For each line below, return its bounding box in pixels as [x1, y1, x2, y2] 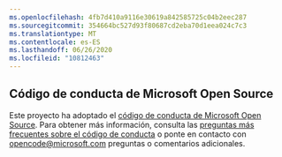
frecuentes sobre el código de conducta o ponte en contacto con [9, 129, 248, 139]
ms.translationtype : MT [9, 29, 97, 38]
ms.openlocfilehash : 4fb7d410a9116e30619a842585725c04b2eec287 [9, 12, 248, 22]
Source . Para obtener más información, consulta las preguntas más [9, 119, 255, 130]
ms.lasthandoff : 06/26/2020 [9, 46, 113, 55]
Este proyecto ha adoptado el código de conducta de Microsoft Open [9, 109, 262, 120]
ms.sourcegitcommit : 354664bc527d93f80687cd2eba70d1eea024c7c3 [9, 21, 248, 30]
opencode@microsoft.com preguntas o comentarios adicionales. [9, 138, 246, 148]
